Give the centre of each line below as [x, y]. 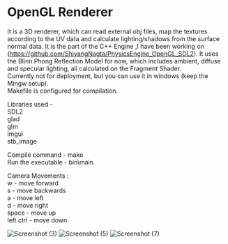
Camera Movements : [38, 176]
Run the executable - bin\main [51, 162]
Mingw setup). [28, 83]
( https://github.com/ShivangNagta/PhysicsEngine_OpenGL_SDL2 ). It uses [113, 54]
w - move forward [33, 183]
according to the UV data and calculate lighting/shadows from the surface [114, 38]
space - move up [32, 213]
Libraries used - [30, 104]
